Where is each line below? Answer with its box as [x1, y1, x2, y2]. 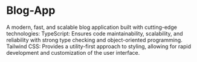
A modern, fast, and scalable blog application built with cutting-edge [6, 23, 177, 31]
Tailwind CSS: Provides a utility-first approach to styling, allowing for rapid [6, 43, 192, 50]
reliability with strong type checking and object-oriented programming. [6, 36, 182, 43]
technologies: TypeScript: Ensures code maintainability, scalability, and [6, 29, 183, 37]
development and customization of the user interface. [6, 49, 140, 56]
